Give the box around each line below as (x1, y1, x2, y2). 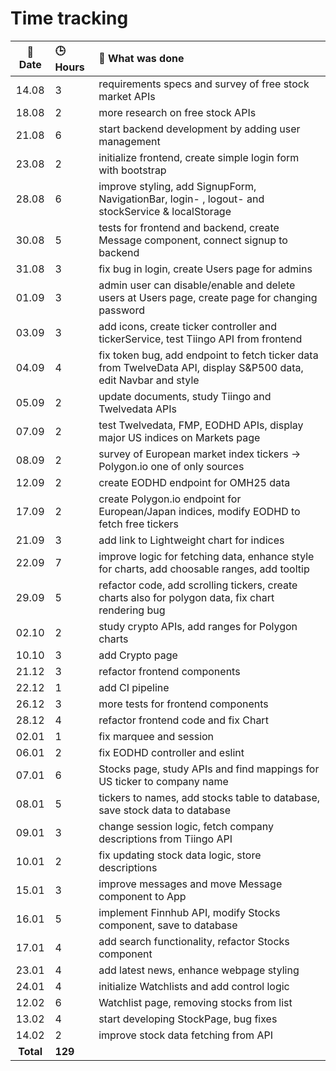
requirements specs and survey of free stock (98, 77, 310, 91)
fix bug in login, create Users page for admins (98, 262, 313, 276)
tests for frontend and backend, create (98, 220, 280, 234)
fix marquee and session (98, 729, 215, 743)
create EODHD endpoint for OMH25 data (98, 475, 291, 489)
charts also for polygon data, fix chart (98, 590, 275, 604)
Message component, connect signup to (98, 233, 288, 247)
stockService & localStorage (98, 204, 232, 218)
